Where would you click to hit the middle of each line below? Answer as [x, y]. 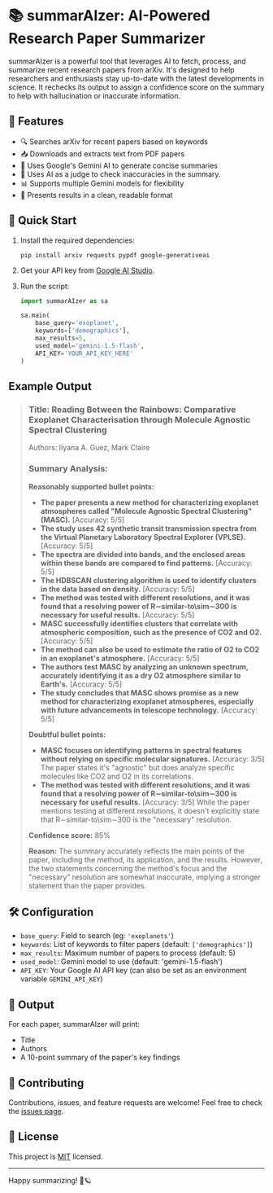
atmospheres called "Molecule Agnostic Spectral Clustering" [146, 511]
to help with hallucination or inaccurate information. [95, 95]
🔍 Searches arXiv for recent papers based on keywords [114, 141]
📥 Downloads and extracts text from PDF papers [102, 154]
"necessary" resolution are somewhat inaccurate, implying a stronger [145, 877]
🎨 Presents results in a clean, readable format [96, 195]
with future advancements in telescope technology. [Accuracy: [149, 710]
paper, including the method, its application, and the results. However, [145, 859]
